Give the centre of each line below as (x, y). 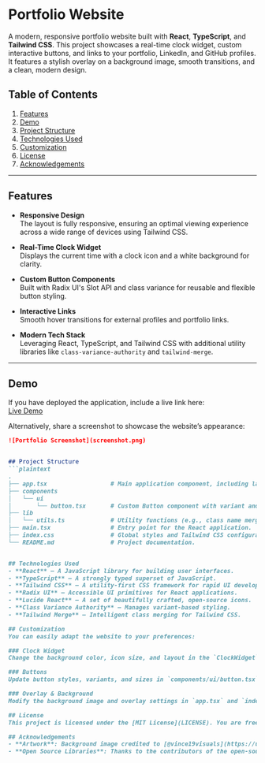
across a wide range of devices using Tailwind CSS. (104, 232)
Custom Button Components (67, 279)
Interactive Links (48, 311)
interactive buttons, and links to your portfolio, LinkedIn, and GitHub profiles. (132, 53)
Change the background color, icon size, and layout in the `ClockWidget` (134, 658)
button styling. (43, 296)
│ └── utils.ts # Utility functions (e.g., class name (125, 521)
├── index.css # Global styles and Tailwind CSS (116, 535)
